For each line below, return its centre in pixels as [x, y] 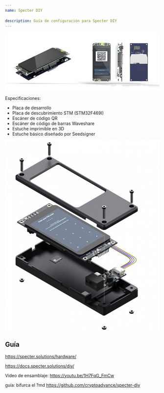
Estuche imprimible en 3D [38, 128]
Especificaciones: [23, 98]
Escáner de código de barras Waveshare [53, 123]
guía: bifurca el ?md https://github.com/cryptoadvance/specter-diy [73, 385]
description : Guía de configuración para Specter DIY [61, 21]
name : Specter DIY [24, 10]
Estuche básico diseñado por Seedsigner [54, 134]
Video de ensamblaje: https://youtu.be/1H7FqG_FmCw [59, 375]
